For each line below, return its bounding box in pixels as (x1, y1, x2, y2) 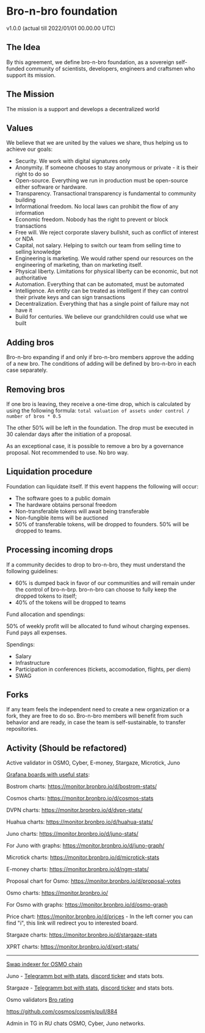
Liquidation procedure (6, 466, 93, 477)
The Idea (6, 42, 41, 53)
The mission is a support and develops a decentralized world (6, 105, 160, 112)
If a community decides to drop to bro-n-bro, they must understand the (6, 560, 185, 568)
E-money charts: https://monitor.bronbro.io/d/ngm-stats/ (6, 866, 149, 873)
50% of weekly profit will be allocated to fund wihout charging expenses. (6, 622, 190, 629)
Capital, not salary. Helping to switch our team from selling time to (15, 242, 181, 249)
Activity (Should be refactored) (6, 743, 127, 753)
